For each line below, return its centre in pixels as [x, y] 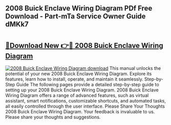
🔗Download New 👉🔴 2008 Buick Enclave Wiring [84, 45]
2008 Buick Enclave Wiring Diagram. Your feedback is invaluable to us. [80, 111]
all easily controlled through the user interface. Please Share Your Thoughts [85, 106]
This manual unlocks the [135, 68]
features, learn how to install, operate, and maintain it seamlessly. [74, 79]
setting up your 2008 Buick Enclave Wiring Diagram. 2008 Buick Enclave [82, 90]
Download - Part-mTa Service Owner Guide [76, 17]
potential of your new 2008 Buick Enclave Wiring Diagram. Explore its [79, 74]
